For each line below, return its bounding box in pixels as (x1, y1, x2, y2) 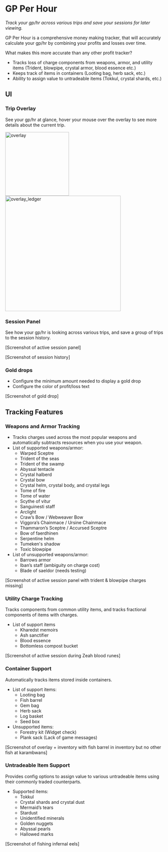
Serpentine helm (20, 535, 54, 541)
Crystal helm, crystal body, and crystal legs (20, 482, 110, 488)
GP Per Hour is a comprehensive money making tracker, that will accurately (5, 35, 161, 41)
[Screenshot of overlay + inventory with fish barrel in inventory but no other (5, 744, 161, 750)
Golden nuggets (20, 820, 54, 826)
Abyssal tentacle (20, 466, 55, 472)
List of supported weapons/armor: (12, 445, 84, 451)
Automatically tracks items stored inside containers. (5, 676, 112, 683)
